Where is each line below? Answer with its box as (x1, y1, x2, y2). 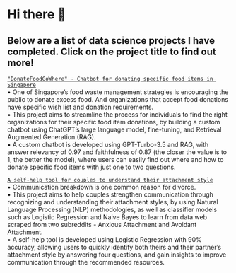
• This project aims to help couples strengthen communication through (7, 190, 214, 199)
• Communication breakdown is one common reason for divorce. (7, 183, 196, 191)
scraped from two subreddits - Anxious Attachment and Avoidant (7, 221, 196, 228)
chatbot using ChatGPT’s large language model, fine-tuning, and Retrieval (7, 125, 222, 134)
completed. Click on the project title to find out (7, 45, 217, 57)
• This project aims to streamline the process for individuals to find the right (7, 110, 228, 119)
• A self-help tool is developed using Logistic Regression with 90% (7, 236, 203, 243)
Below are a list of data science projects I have (7, 35, 216, 47)
